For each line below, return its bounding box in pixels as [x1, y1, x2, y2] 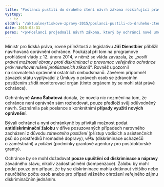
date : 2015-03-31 [5, 26, 41, 30]
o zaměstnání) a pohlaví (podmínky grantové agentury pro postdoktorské [5, 141, 151, 146]
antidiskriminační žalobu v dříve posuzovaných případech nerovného [5, 125, 145, 131]
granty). [5, 146, 21, 152]
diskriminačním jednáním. [5, 176, 57, 182]
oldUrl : [5, 21, 21, 26]
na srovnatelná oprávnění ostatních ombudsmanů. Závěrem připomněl [5, 70, 146, 75]
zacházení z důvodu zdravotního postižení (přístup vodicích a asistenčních [5, 131, 153, 136]
